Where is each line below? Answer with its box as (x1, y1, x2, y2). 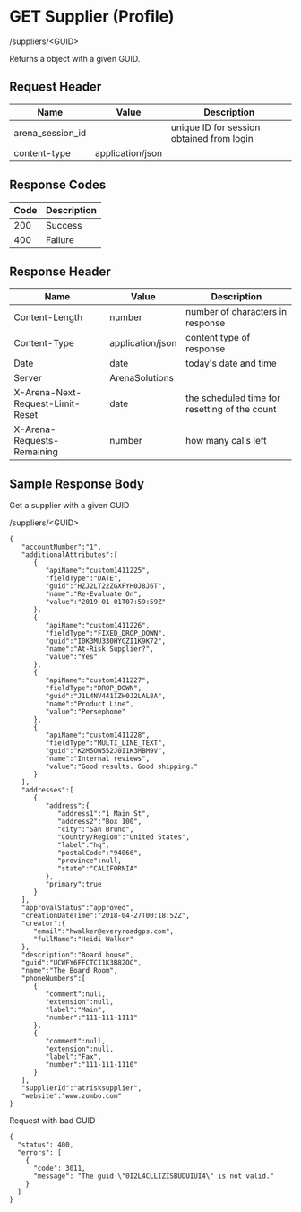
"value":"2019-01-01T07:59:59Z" (45, 598, 167, 607)
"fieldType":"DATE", (45, 574, 123, 584)
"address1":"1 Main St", (56, 809, 150, 818)
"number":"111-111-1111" (45, 1013, 139, 1023)
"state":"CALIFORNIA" (56, 864, 139, 873)
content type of (185, 332, 251, 344)
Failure (46, 233, 74, 246)
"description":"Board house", (21, 950, 134, 960)
